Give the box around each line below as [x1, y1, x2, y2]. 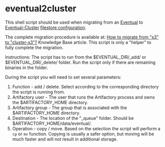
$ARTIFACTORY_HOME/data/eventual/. [12, 120, 92, 126]
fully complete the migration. [5, 44, 64, 50]
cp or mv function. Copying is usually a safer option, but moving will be [12, 131, 154, 137]
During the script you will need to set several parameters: [5, 74, 122, 80]
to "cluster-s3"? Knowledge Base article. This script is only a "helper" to [5, 39, 152, 45]
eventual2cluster [5, 3, 76, 14]
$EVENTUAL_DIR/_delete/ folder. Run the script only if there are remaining [5, 59, 156, 65]
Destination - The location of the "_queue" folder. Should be [12, 115, 134, 121]
